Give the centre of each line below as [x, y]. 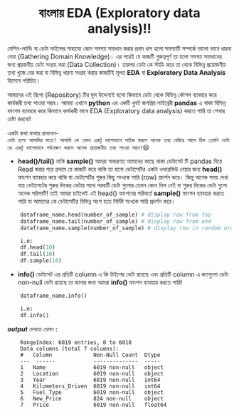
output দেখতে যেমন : [33, 328]
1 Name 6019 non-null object [92, 367]
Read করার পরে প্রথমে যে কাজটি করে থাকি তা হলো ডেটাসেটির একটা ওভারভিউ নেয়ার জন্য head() [120, 169]
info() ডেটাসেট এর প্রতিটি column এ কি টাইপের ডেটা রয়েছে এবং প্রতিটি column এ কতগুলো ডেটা [123, 274]
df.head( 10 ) [38, 247]
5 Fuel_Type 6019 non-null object [92, 392]
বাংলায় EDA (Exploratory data [119, 13]
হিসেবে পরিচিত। [24, 81]
